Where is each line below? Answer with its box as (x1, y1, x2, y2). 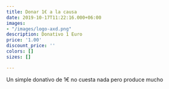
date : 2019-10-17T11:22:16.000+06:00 (6, 15, 102, 21)
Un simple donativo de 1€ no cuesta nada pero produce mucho (6, 76, 164, 83)
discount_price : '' (6, 43, 56, 49)
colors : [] (6, 48, 34, 54)
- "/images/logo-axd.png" (6, 25, 71, 32)
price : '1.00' (6, 37, 42, 43)
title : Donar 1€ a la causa (6, 8, 78, 15)
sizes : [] (6, 54, 31, 60)
